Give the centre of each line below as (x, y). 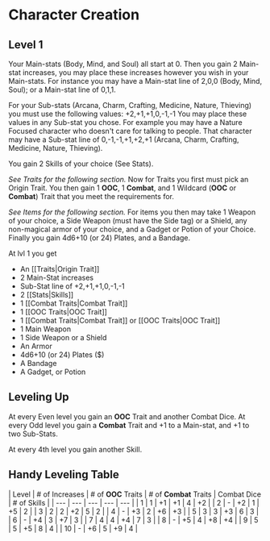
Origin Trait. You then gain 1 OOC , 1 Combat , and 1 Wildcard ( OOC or (123, 188)
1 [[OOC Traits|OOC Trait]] (63, 312)
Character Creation (74, 15)
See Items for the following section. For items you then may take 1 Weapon (132, 212)
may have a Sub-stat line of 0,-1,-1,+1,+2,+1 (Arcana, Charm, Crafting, (124, 139)
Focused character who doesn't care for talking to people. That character (130, 131)
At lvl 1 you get (33, 253)
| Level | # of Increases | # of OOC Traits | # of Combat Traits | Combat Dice (135, 494)
